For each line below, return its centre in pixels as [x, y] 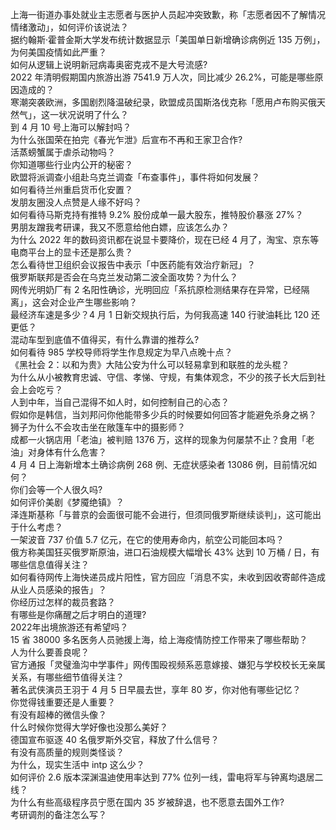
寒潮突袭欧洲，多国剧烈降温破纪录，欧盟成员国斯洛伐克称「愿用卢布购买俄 [163, 102]
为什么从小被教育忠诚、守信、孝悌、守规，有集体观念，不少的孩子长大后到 [163, 377]
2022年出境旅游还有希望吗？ [69, 627]
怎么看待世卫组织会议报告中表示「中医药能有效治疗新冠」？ [133, 264]
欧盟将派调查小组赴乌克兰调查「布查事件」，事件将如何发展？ [135, 177]
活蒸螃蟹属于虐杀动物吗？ [63, 152]
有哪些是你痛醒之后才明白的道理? [78, 614]
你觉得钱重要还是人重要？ [63, 702]
